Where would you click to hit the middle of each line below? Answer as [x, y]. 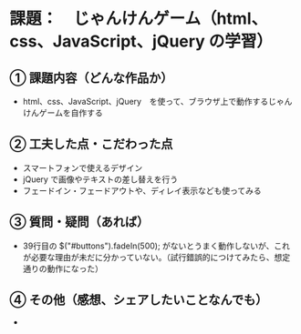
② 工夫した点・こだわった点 [91, 144]
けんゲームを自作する [62, 113]
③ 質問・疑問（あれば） [79, 223]
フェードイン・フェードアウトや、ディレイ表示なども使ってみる [142, 190]
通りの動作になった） [61, 268]
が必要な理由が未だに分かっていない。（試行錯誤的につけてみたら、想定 [156, 257]
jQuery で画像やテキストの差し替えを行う [100, 179]
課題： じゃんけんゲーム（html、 [138, 19]
